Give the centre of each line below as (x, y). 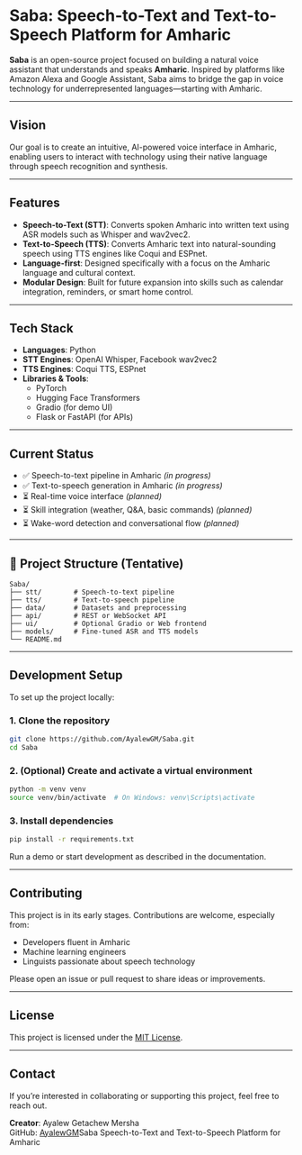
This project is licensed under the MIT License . (96, 1037)
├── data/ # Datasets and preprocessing (98, 608)
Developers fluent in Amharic (76, 941)
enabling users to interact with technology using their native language (138, 156)
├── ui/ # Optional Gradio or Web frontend (108, 623)
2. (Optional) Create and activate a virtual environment (131, 770)
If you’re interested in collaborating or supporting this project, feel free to (144, 1096)
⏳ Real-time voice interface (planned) (92, 496)
